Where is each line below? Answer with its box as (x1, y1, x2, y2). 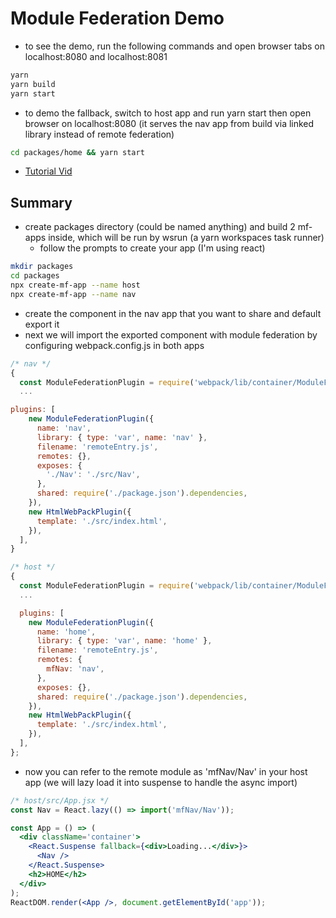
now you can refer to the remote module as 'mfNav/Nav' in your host (24, 765, 308, 777)
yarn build (10, 79, 56, 89)
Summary (10, 194, 73, 211)
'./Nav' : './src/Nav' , (46, 470, 141, 480)
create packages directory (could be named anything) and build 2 (24, 221, 296, 233)
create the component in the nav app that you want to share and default (24, 307, 322, 319)
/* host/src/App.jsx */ (10, 795, 110, 806)
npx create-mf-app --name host (10, 280, 141, 290)
